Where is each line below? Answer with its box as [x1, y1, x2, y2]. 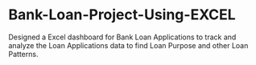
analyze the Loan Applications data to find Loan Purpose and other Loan [8, 40, 249, 50]
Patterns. [8, 49, 39, 59]
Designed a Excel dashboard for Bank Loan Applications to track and [8, 32, 237, 42]
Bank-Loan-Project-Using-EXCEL [8, 6, 236, 24]
